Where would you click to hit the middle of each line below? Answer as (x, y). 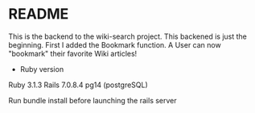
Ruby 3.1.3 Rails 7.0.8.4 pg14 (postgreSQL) (78, 85)
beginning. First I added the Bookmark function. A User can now (115, 44)
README (39, 14)
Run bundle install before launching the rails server (93, 100)
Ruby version (42, 69)
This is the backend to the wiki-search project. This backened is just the (127, 36)
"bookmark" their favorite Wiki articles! (73, 53)
